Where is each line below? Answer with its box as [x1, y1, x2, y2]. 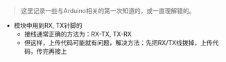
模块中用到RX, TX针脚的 [13, 21, 82, 30]
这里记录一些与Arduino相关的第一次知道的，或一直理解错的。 [20, 7, 195, 14]
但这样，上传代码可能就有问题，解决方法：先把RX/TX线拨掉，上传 [24, 39, 213, 47]
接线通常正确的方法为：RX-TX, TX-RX [24, 30, 132, 38]
